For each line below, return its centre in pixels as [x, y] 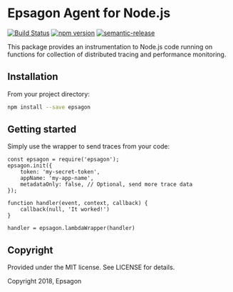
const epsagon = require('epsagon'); [63, 160]
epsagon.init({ [30, 166]
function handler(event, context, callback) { [78, 203]
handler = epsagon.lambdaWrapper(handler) [71, 228]
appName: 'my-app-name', [57, 178]
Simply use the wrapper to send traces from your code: [89, 146]
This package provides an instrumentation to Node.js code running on [110, 46]
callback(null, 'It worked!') [65, 210]
